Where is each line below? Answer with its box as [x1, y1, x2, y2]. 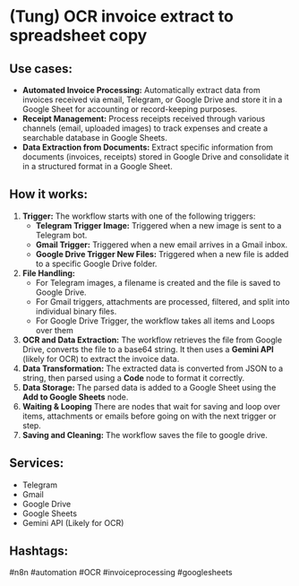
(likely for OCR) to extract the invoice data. [21, 353, 180, 364]
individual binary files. [35, 306, 117, 316]
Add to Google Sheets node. [21, 392, 129, 402]
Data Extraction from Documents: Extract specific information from [21, 142, 274, 152]
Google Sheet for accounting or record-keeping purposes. [21, 104, 238, 114]
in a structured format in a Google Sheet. [21, 161, 173, 171]
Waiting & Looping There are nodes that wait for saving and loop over [21, 401, 280, 411]
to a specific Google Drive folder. [35, 258, 158, 269]
